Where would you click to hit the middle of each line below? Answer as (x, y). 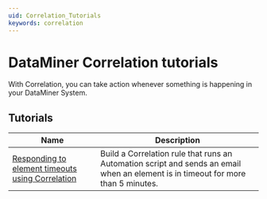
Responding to (39, 158)
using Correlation (44, 178)
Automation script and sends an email (171, 164)
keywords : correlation (46, 23)
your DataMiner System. (48, 93)
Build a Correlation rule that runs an (166, 154)
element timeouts (44, 169)
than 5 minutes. (130, 184)
